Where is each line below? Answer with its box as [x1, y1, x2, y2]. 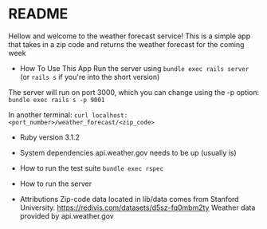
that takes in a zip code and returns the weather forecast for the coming [8, 39, 245, 49]
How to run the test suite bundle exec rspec [19, 163, 164, 172]
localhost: [91, 111, 128, 120]
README [8, 5, 69, 23]
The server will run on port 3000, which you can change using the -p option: [8, 87, 260, 97]
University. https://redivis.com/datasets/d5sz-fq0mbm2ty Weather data [19, 203, 256, 212]
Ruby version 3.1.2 [19, 132, 80, 142]
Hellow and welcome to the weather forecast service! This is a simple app [8, 31, 251, 41]
